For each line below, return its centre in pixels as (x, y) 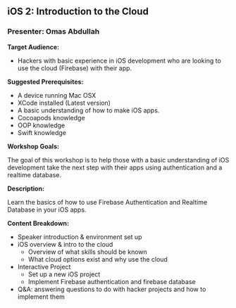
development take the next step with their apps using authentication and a (115, 167)
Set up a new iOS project (64, 274)
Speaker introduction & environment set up (80, 237)
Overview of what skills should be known (88, 252)
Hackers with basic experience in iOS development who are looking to (119, 60)
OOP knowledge (41, 125)
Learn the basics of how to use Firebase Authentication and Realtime (107, 202)
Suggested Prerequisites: (45, 82)
